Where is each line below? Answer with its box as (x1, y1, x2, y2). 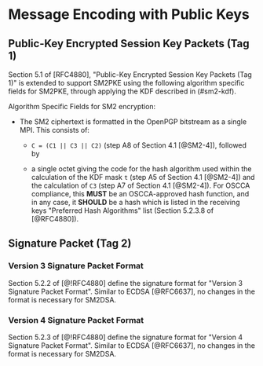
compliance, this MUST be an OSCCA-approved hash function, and (31, 189, 250, 198)
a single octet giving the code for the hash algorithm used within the (31, 164, 252, 174)
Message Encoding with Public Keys (8, 5, 250, 24)
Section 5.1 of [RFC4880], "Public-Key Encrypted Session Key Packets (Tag (8, 70, 253, 79)
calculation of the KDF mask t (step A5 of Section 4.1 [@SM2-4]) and (31, 173, 255, 181)
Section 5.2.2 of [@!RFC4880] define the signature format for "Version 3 (8, 278, 243, 287)
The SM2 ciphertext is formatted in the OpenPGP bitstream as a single (19, 117, 247, 126)
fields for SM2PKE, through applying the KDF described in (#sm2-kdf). (8, 86, 237, 96)
